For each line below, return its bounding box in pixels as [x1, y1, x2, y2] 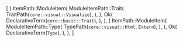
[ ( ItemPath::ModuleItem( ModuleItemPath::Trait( [6, 5, 124, 12]
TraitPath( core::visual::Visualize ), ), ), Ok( [6, 11, 113, 18]
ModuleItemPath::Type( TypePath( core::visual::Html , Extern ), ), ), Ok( [6, 23, 177, 30]
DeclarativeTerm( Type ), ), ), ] [6, 29, 74, 36]
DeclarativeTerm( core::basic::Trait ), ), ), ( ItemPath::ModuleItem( [6, 17, 167, 24]
